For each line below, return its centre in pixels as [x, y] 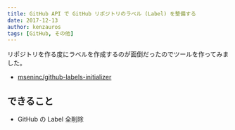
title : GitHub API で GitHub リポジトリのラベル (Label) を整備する [102, 14]
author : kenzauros [34, 27]
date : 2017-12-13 [33, 20]
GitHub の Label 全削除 [51, 119]
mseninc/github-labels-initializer [64, 77]
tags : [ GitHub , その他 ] [40, 33]
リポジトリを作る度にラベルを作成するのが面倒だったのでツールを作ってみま [118, 54]
